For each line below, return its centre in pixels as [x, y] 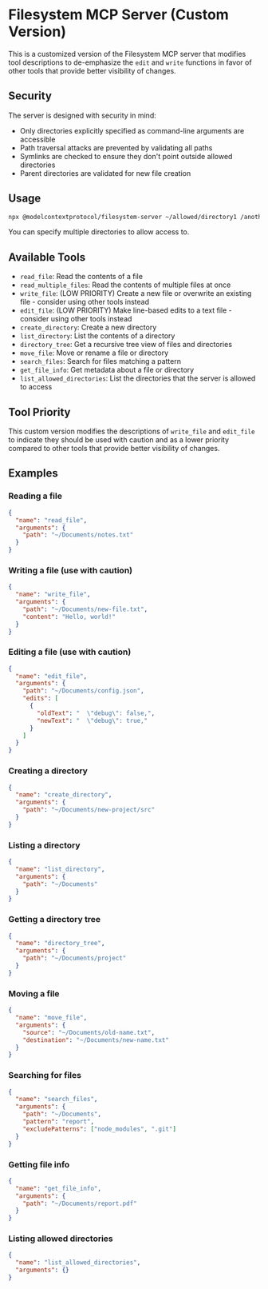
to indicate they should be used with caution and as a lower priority [119, 440]
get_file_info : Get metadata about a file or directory [107, 370]
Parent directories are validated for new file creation [105, 173]
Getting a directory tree [55, 920]
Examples [33, 473]
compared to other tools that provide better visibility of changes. [114, 449]
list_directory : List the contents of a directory [97, 336]
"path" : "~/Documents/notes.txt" [78, 535]
